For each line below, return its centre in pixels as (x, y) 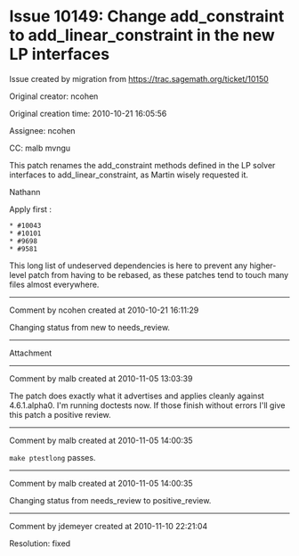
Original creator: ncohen (54, 96)
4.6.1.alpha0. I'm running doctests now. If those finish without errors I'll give (147, 405)
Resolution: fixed (40, 543)
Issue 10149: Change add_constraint (147, 16)
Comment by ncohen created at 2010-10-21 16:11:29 (104, 310)
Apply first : (30, 209)
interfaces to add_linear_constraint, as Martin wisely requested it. (129, 175)
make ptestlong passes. (53, 457)
